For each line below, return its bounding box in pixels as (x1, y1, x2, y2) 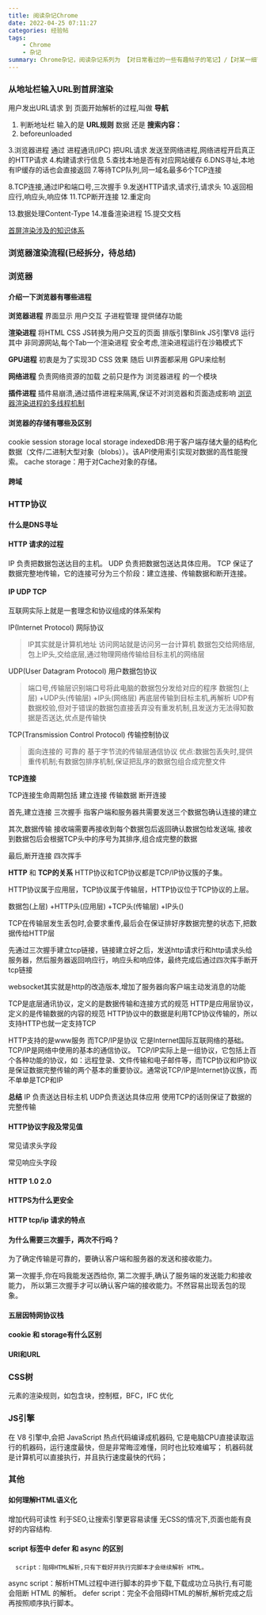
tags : (8, 33, 26, 42)
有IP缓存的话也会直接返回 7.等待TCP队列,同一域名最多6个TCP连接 (8, 165, 222, 175)
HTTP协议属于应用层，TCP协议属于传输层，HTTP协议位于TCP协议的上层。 (8, 885, 253, 894)
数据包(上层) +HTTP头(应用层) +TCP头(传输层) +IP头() (8, 901, 184, 911)
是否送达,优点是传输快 (34, 712, 107, 723)
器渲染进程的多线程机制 (8, 399, 85, 408)
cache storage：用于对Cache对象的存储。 (23, 457, 161, 467)
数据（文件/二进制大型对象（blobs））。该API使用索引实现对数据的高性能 (8, 447, 241, 457)
